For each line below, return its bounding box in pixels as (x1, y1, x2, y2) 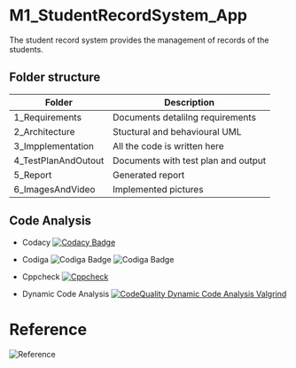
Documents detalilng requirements (112, 111, 257, 123)
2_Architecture (13, 125, 75, 137)
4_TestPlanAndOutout (13, 154, 105, 167)
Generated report (112, 168, 185, 181)
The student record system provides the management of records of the (9, 35, 269, 45)
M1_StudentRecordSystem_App (9, 5, 248, 26)
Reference (9, 319, 87, 340)
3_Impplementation (13, 139, 95, 152)
